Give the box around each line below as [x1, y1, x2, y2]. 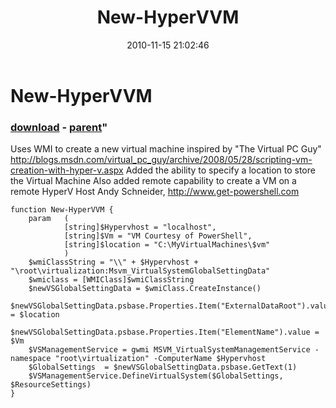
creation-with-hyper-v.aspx [10, 164, 124, 176]
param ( [28, 214, 70, 224]
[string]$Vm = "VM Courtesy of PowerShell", [63, 231, 253, 241]
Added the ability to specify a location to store [125, 164, 316, 176]
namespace [10, 354, 52, 364]
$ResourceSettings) [10, 380, 92, 390]
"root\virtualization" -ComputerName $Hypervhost [54, 354, 267, 364]
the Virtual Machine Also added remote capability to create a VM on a [10, 175, 297, 187]
